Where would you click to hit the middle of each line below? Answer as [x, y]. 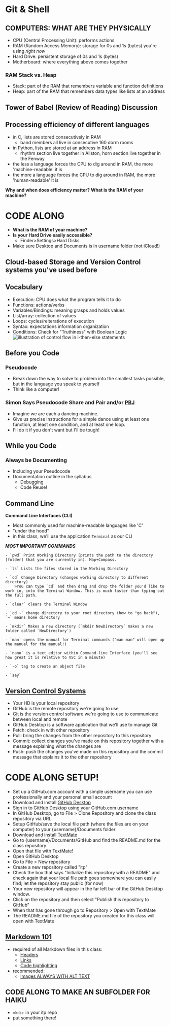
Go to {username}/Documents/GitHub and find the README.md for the [87, 840]
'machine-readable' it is [37, 169]
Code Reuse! [33, 487]
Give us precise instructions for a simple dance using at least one [81, 419]
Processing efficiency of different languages [77, 125]
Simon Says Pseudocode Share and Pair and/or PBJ [70, 403]
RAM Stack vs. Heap [31, 75]
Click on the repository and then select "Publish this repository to [81, 899]
